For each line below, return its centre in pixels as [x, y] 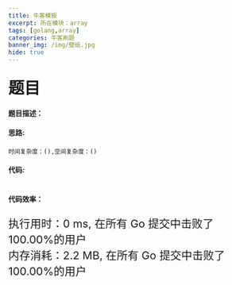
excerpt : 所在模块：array [48, 23]
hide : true [26, 52]
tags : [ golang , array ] [44, 30]
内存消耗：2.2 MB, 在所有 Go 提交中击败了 [117, 255]
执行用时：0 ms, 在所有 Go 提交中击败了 [111, 223]
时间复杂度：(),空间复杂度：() [53, 152]
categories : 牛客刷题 [42, 38]
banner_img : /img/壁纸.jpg [52, 45]
